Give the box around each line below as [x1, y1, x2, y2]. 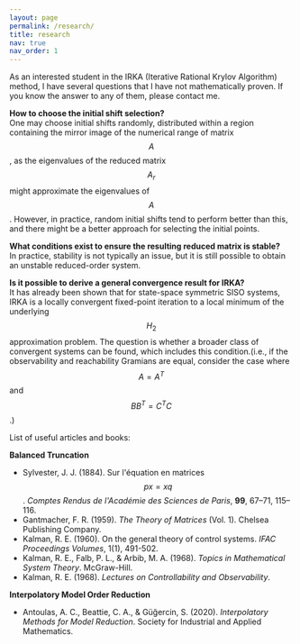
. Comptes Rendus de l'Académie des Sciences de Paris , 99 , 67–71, [22, 495, 273, 506]
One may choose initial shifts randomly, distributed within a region [9, 118, 255, 129]
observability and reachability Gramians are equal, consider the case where [9, 355, 290, 366]
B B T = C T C [130, 399, 173, 412]
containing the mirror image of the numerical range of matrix [9, 127, 234, 138]
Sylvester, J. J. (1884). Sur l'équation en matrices [22, 467, 205, 478]
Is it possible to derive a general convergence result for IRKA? [9, 277, 245, 288]
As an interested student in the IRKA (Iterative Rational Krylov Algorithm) [9, 71, 277, 82]
